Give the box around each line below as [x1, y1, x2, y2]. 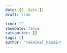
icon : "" [5, 21, 24, 26]
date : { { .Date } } [5, 7, 44, 13]
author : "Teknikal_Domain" [5, 40, 62, 45]
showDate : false [5, 26, 40, 31]
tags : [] [5, 35, 24, 40]
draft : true [5, 12, 30, 17]
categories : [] [5, 31, 38, 36]
